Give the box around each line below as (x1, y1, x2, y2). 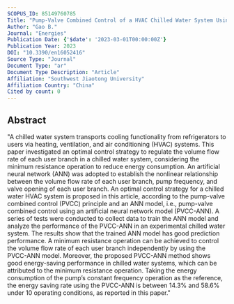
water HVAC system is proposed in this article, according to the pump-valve (7, 191, 225, 200)
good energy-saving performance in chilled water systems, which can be (7, 259, 217, 267)
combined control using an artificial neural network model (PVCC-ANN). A (7, 207, 219, 215)
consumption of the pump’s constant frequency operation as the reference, (7, 273, 223, 282)
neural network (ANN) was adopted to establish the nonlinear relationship (7, 169, 218, 178)
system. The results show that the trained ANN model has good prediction (7, 229, 220, 238)
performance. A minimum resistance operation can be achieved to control (7, 236, 219, 245)
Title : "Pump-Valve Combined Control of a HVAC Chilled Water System (7, 17, 214, 24)
